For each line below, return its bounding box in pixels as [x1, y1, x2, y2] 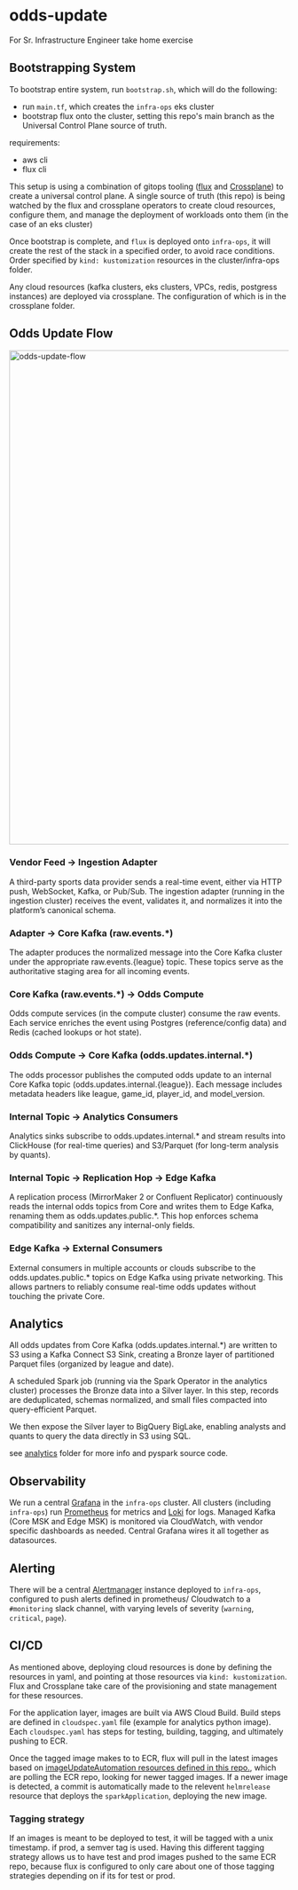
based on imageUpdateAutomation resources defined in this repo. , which [9, 1762, 277, 1773]
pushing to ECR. [9, 1736, 68, 1746]
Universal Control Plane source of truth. [21, 120, 168, 130]
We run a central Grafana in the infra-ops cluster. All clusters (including [9, 1497, 271, 1508]
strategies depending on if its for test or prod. [9, 1870, 176, 1881]
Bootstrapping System [9, 60, 136, 75]
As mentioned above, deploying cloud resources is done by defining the [9, 1661, 272, 1673]
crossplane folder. [9, 300, 75, 311]
